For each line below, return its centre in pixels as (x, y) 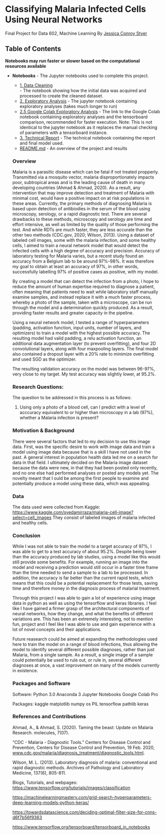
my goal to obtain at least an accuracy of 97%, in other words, (75, 267)
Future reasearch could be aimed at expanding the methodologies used (85, 639)
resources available (26, 66)
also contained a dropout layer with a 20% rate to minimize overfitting (83, 354)
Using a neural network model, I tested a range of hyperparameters (81, 323)
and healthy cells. (30, 522)
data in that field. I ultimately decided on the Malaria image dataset (80, 462)
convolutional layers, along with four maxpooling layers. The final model (85, 349)
